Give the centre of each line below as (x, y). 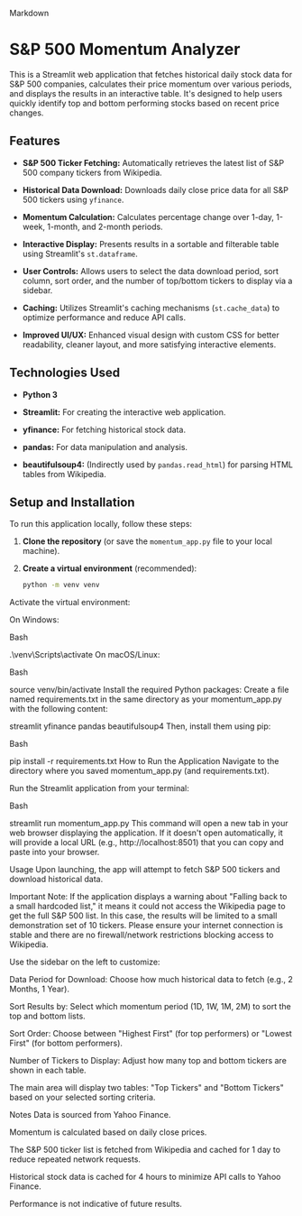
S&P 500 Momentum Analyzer (125, 50)
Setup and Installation (72, 502)
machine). (41, 551)
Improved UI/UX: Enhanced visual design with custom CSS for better (151, 335)
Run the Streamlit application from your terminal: (99, 788)
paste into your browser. (55, 852)
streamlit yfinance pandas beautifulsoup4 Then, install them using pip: (140, 726)
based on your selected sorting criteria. (82, 1097)
